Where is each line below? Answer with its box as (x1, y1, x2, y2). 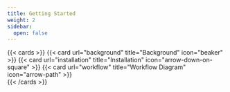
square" (7, 63, 30, 71)
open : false (13, 29, 48, 37)
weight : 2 (7, 17, 36, 24)
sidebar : (7, 23, 33, 30)
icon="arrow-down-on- (145, 56, 213, 64)
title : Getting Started (7, 10, 76, 17)
